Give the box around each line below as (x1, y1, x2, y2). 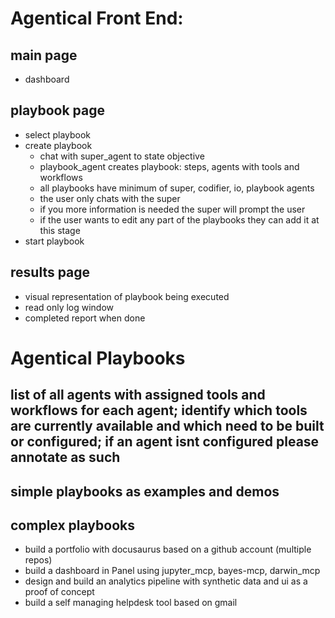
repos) (24, 554, 53, 566)
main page (10, 47, 78, 64)
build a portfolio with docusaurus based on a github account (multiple (24, 543, 312, 556)
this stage (39, 224, 81, 236)
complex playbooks (10, 517, 135, 534)
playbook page (10, 102, 106, 119)
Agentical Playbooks (10, 347, 186, 369)
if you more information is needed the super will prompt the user (39, 203, 306, 215)
